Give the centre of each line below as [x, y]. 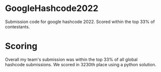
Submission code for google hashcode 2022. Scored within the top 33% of [80, 22]
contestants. [17, 26]
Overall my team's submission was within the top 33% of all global [71, 59]
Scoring [21, 46]
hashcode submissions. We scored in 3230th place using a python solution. [81, 64]
